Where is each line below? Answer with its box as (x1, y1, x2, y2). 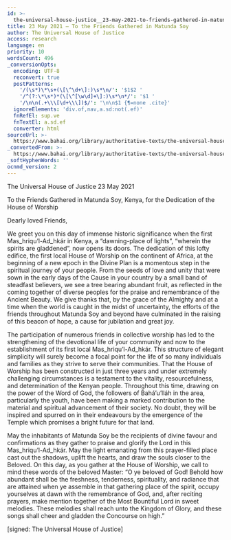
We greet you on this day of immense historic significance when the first (7, 229, 212, 238)
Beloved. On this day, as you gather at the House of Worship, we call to (7, 460, 208, 469)
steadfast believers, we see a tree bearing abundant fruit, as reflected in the (7, 280, 222, 289)
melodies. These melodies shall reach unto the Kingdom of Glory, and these (7, 504, 222, 513)
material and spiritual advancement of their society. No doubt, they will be (7, 403, 217, 412)
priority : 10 (7, 49, 45, 56)
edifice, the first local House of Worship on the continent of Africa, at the (7, 251, 213, 260)
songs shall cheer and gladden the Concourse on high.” (7, 511, 165, 519)
